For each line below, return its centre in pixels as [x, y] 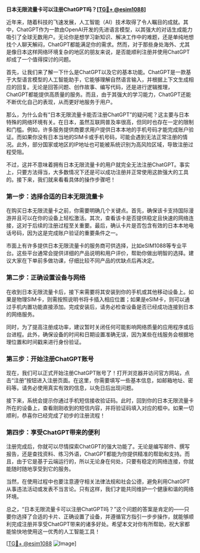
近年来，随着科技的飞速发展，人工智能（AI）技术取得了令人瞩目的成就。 [95, 22]
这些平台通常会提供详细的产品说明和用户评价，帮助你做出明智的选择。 [102, 253]
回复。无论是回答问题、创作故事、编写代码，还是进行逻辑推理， [95, 87]
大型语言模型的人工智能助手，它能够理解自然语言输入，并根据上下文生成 [100, 79]
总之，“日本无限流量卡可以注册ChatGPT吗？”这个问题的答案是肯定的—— [95, 509]
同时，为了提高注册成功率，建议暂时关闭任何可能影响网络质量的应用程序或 [97, 327]
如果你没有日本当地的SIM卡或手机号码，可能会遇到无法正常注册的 [102, 137]
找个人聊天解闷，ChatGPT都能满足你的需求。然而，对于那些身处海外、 [93, 44]
